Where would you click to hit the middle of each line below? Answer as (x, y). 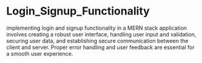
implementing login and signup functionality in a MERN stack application (96, 28)
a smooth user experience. (40, 53)
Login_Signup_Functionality (78, 11)
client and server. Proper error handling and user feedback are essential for (101, 47)
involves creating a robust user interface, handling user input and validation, (101, 34)
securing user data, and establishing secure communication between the (97, 41)
